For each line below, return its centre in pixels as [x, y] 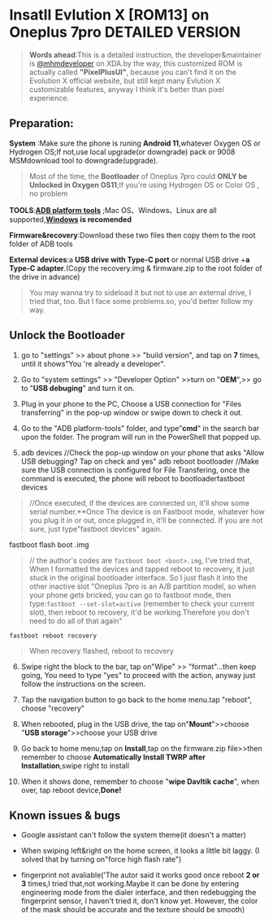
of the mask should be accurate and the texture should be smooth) [133, 910]
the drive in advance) [45, 276]
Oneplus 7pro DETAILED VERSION [125, 32]
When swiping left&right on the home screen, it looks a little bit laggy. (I [140, 850]
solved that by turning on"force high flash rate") [101, 859]
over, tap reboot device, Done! [71, 789]
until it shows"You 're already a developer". [93, 363]
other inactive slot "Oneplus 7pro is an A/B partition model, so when [143, 586]
